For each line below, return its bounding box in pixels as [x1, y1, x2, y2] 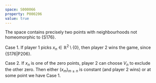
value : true [5, 16, 29, 21]
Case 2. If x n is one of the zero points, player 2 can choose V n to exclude [5, 60, 151, 67]
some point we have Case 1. [5, 73, 61, 79]
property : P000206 [5, 12, 42, 16]
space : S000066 [5, 7, 36, 12]
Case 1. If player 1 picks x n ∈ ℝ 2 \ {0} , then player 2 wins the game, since [5, 44, 151, 51]
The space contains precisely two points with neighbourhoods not [5, 29, 137, 35]
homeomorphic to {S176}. [5, 34, 56, 40]
